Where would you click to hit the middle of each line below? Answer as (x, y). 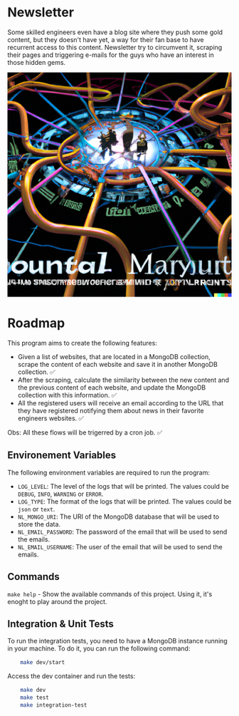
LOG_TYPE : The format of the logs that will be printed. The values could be (124, 501)
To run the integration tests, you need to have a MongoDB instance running (117, 641)
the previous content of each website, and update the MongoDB (112, 387)
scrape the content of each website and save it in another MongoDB (118, 364)
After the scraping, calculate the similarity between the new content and (123, 380)
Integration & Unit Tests (60, 624)
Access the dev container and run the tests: (71, 676)
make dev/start (43, 663)
